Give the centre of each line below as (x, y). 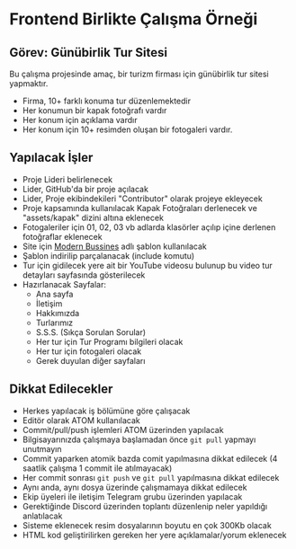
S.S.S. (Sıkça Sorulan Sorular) (91, 332)
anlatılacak (42, 516)
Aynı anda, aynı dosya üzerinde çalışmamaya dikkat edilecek (135, 487)
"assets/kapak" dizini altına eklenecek (93, 217)
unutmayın (42, 448)
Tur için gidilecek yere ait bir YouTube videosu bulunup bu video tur (147, 265)
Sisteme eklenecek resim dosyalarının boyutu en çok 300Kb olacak (147, 525)
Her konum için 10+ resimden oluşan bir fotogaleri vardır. (127, 129)
